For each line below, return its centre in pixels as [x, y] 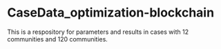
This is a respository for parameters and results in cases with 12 [98, 32]
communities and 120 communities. [58, 39]
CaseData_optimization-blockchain [111, 13]
